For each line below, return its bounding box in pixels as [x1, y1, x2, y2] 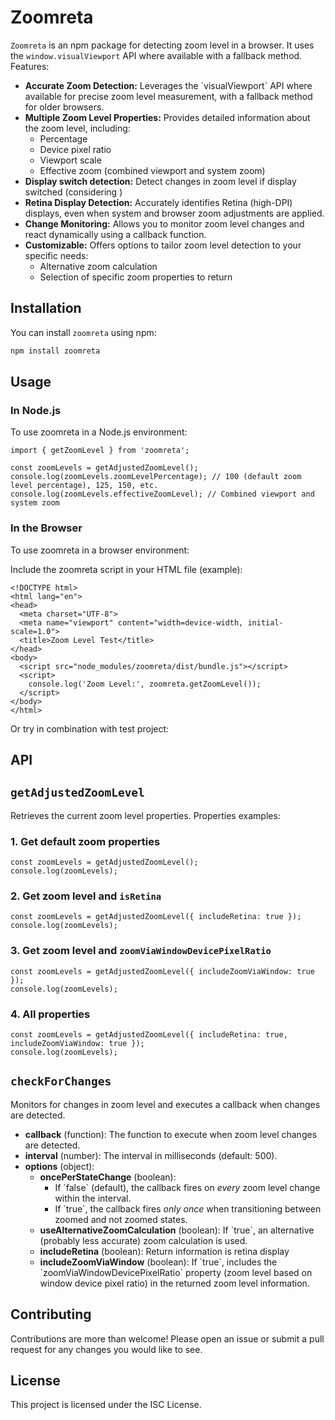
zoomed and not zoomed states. [54, 1213, 188, 1225]
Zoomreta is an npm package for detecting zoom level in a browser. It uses [10, 39, 315, 51]
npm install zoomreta [10, 346, 101, 356]
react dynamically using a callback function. [24, 228, 207, 240]
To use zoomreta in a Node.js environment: [10, 426, 188, 438]
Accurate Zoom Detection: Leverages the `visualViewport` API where [24, 79, 313, 91]
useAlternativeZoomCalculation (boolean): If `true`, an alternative [39, 1224, 315, 1236]
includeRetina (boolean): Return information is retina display [39, 1245, 290, 1257]
